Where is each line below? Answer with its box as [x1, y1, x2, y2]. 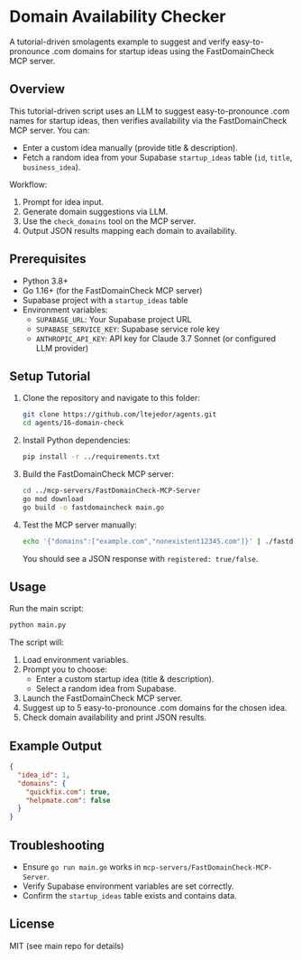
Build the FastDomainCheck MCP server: [22, 469, 174, 480]
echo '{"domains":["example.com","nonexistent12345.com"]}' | [22, 536, 261, 545]
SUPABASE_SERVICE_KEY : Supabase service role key [35, 323, 221, 334]
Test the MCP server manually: [22, 519, 137, 530]
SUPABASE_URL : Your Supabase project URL [35, 313, 192, 324]
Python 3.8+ [22, 275, 69, 286]
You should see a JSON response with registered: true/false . [22, 553, 259, 564]
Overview [9, 81, 66, 97]
